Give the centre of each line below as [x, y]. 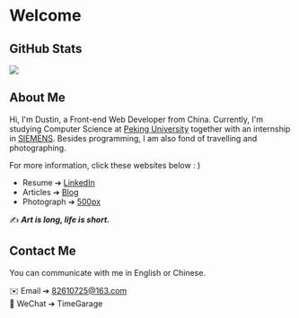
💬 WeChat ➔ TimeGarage [56, 303]
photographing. [38, 148]
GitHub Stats [46, 49]
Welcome [45, 16]
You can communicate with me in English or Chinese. [108, 272]
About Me [37, 98]
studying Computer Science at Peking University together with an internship [150, 129]
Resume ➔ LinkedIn [59, 182]
